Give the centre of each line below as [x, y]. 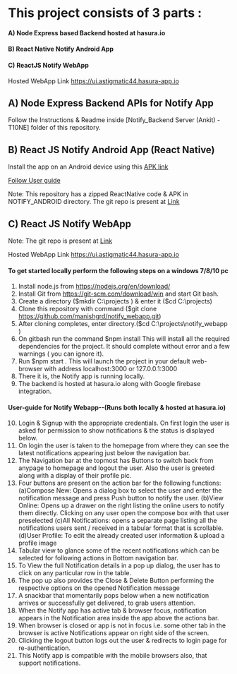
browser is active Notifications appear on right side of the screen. [114, 633]
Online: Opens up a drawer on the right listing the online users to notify [121, 505]
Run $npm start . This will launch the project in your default [104, 361]
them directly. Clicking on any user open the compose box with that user [124, 513]
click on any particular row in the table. [75, 573]
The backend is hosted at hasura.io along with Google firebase [109, 384]
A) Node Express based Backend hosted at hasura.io [87, 32]
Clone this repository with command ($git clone [87, 309]
